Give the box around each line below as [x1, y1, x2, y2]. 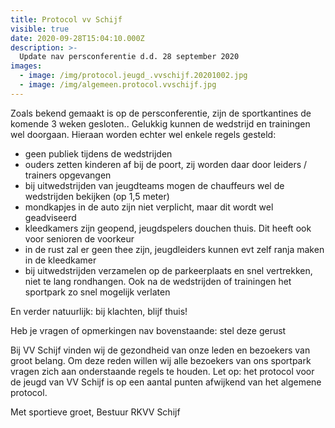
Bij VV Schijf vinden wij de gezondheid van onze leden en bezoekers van [10, 344, 311, 356]
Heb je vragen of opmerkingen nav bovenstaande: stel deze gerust [10, 324, 287, 336]
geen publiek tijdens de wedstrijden [24, 147, 173, 160]
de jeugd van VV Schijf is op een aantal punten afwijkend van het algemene [10, 376, 322, 388]
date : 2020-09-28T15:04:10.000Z [10, 33, 145, 43]
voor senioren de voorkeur [24, 232, 135, 245]
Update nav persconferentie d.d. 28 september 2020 [19, 52, 240, 62]
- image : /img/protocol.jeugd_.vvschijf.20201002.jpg [19, 71, 248, 81]
